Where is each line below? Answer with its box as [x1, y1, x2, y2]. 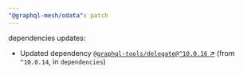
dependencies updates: [8, 33, 86, 43]
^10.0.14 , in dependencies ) [19, 57, 106, 66]
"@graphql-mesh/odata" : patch [8, 11, 109, 20]
